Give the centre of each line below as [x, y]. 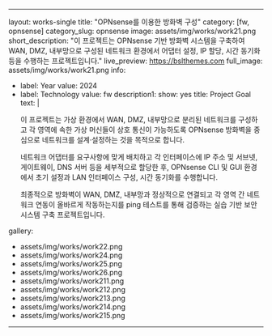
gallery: [21, 231]
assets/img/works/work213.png [72, 298]
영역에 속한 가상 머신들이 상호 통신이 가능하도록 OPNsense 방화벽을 [145, 130]
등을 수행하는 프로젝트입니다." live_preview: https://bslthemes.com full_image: [136, 61]
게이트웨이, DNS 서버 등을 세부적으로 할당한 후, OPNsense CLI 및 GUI [131, 167]
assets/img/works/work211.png [72, 281]
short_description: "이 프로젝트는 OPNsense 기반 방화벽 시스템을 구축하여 [127, 40]
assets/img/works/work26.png [71, 272]
